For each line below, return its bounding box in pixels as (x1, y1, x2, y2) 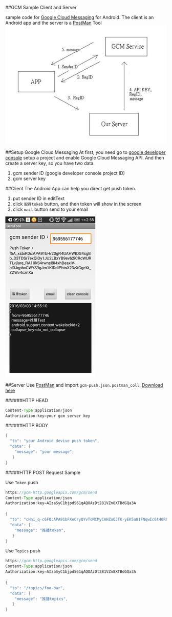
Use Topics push (5, 548, 41, 554)
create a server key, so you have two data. (5, 160, 95, 166)
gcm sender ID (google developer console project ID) (12, 170, 125, 176)
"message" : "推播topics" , (14, 596, 68, 602)
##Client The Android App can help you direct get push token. (5, 185, 137, 191)
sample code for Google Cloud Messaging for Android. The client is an (5, 14, 154, 20)
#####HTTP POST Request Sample (5, 469, 81, 475)
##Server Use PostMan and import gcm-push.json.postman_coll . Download (5, 382, 163, 388)
